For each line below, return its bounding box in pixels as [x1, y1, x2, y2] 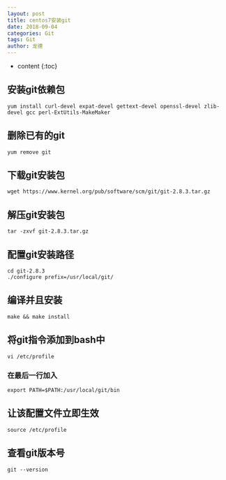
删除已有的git [7, 130, 65, 142]
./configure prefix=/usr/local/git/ [7, 274, 114, 281]
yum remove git [7, 148, 52, 156]
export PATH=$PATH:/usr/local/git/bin [7, 386, 120, 393]
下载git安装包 [7, 169, 65, 182]
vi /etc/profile [7, 353, 54, 360]
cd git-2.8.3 [7, 268, 45, 275]
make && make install [7, 313, 70, 320]
